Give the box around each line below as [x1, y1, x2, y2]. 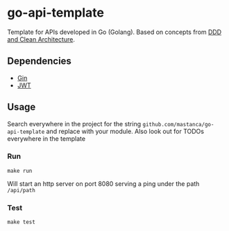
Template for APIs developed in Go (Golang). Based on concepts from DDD [7, 28, 222, 36]
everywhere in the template [7, 134, 85, 143]
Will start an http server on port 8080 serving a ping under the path [7, 179, 200, 188]
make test [7, 219, 36, 226]
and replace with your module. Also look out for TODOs [46, 127, 205, 135]
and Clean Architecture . [7, 35, 75, 43]
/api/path [7, 187, 36, 194]
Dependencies [7, 55, 71, 67]
